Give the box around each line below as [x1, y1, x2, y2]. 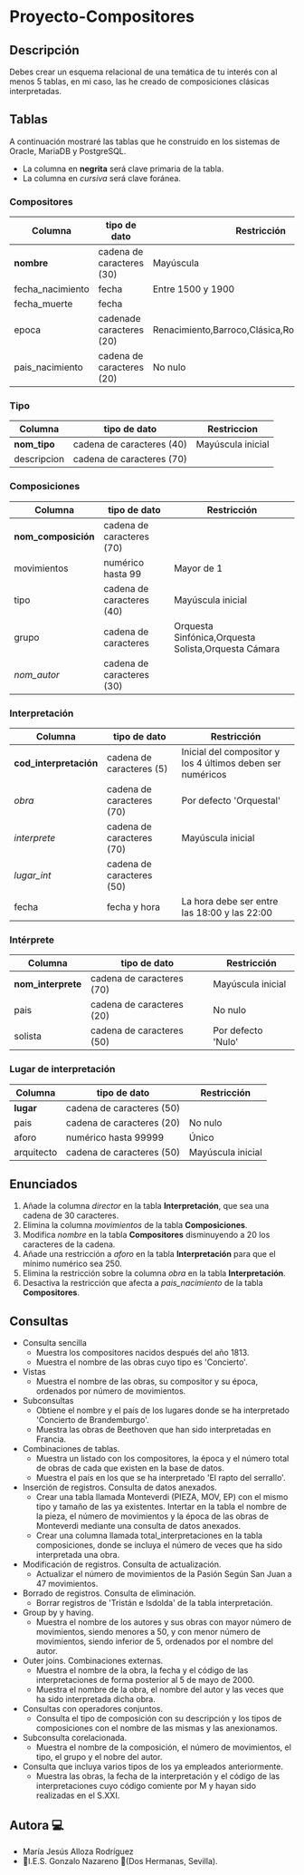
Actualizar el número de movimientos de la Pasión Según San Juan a [35, 1569, 292, 1580]
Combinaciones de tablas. [22, 1444, 120, 1455]
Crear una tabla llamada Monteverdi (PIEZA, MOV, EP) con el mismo [35, 1492, 289, 1503]
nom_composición [14, 530, 95, 543]
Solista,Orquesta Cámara [173, 642, 280, 654]
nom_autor [14, 668, 61, 681]
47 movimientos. [35, 1579, 99, 1590]
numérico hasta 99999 [66, 1131, 165, 1144]
